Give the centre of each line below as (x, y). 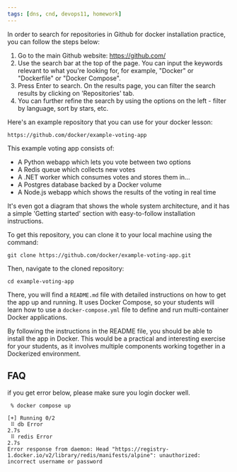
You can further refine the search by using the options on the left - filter (122, 101)
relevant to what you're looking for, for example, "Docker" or (105, 70)
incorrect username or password (55, 462)
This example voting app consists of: (61, 148)
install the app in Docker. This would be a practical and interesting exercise (117, 339)
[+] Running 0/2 (31, 418)
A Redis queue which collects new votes (76, 169)
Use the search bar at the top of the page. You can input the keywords (120, 63)
